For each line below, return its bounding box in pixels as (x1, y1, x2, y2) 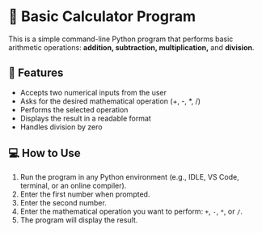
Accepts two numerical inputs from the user (19, 87, 167, 97)
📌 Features (8, 66, 64, 80)
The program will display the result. (19, 214, 138, 225)
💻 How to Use (8, 146, 81, 160)
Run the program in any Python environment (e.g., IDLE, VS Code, (19, 172, 240, 181)
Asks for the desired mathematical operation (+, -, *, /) (19, 96, 201, 106)
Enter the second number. (19, 197, 107, 207)
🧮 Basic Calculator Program (8, 7, 196, 26)
